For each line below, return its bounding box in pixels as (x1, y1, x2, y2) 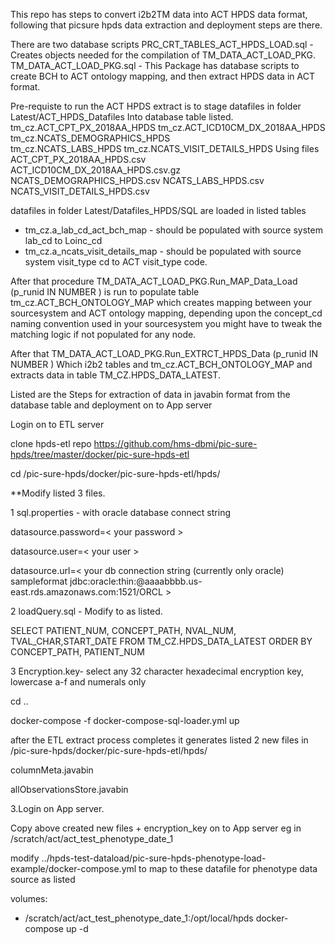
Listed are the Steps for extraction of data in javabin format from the (10, 389, 291, 400)
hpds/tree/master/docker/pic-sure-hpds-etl (10, 449, 190, 460)
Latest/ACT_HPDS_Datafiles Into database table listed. (10, 111, 234, 123)
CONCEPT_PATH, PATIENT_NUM (10, 646, 145, 658)
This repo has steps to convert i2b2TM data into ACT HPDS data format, (10, 9, 308, 20)
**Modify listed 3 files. (10, 487, 106, 499)
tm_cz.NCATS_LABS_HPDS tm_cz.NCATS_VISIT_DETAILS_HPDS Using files (10, 143, 320, 154)
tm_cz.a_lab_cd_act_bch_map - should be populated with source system (24, 224, 323, 236)
